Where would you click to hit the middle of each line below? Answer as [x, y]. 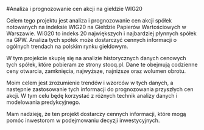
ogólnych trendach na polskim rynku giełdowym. [67, 46]
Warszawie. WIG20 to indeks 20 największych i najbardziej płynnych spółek [101, 33]
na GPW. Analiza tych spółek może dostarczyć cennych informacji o [92, 40]
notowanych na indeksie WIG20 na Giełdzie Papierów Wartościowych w [97, 27]
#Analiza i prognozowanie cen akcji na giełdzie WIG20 [75, 9]
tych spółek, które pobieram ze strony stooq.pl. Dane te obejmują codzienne [102, 64]
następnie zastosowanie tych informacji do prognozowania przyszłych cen [100, 89]
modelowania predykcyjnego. [43, 102]
